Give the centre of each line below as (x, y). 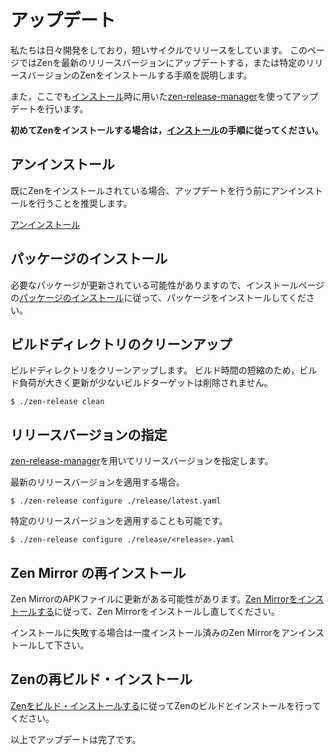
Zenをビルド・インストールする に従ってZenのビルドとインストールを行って (166, 705)
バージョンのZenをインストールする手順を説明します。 (140, 75)
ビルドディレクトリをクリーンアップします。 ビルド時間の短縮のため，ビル (164, 370)
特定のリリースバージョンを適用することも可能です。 (119, 521)
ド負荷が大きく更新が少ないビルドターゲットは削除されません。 (141, 383)
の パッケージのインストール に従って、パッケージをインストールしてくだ (158, 297)
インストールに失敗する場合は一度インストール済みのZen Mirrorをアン (154, 632)
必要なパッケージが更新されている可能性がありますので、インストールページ (167, 285)
